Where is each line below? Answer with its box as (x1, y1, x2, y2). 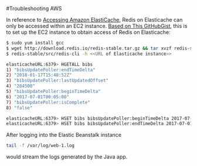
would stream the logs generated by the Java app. (6, 153, 128, 160)
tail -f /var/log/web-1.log (6, 143, 75, 148)
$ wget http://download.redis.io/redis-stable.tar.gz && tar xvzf (6, 45, 172, 51)
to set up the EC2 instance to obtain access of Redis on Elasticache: (6, 29, 171, 36)
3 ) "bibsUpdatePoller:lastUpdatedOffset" (6, 78, 109, 84)
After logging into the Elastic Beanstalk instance (6, 132, 122, 139)
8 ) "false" (6, 105, 33, 110)
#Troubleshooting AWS (6, 5, 62, 12)
